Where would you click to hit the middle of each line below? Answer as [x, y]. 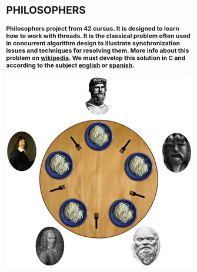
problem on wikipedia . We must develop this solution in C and [96, 58]
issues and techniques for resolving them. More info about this [98, 51]
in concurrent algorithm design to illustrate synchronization [93, 43]
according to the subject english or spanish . [70, 65]
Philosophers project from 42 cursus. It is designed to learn [93, 29]
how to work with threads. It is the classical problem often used [98, 36]
